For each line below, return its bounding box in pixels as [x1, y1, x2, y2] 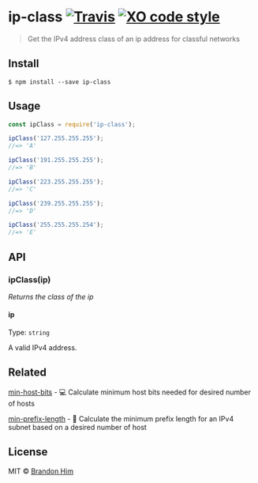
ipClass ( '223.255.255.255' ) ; [8, 178, 104, 186]
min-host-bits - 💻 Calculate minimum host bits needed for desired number [8, 387, 251, 397]
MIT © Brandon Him [8, 466, 73, 476]
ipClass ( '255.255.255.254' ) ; [8, 221, 104, 229]
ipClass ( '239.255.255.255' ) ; [8, 199, 104, 207]
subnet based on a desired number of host [8, 422, 148, 432]
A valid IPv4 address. [8, 343, 77, 353]
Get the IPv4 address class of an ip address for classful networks [27, 34, 241, 43]
